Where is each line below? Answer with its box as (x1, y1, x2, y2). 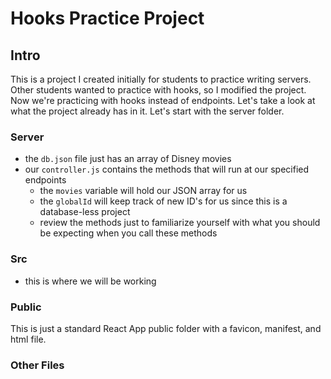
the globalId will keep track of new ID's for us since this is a (39, 195, 288, 207)
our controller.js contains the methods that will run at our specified (24, 163, 310, 176)
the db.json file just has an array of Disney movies (24, 153, 232, 165)
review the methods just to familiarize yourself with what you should (39, 217, 321, 229)
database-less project (39, 206, 131, 218)
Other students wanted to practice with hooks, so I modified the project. (10, 84, 307, 96)
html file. (10, 333, 47, 345)
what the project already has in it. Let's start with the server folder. (10, 105, 285, 117)
